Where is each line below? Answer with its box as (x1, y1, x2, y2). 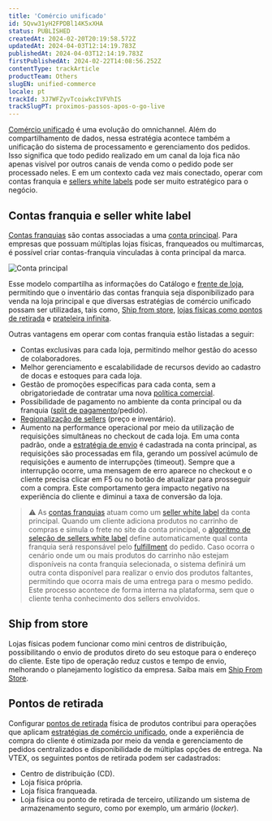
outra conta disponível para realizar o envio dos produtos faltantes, (28, 568, 253, 577)
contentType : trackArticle (8, 65, 100, 73)
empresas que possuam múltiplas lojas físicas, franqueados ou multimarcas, (8, 239, 265, 248)
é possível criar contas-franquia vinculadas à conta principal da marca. (8, 247, 247, 257)
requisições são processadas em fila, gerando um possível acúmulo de (19, 448, 258, 458)
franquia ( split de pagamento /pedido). (19, 405, 148, 415)
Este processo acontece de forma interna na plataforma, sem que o (28, 585, 255, 594)
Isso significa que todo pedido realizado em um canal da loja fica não (8, 151, 240, 161)
